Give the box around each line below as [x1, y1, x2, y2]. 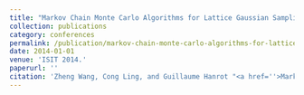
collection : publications [9, 22, 107, 31]
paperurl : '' [9, 64, 59, 73]
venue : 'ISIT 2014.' [9, 55, 88, 64]
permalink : [9, 38, 51, 48]
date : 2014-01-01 [9, 47, 75, 56]
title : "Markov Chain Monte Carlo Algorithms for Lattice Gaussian [9, 13, 270, 23]
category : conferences [9, 30, 95, 39]
